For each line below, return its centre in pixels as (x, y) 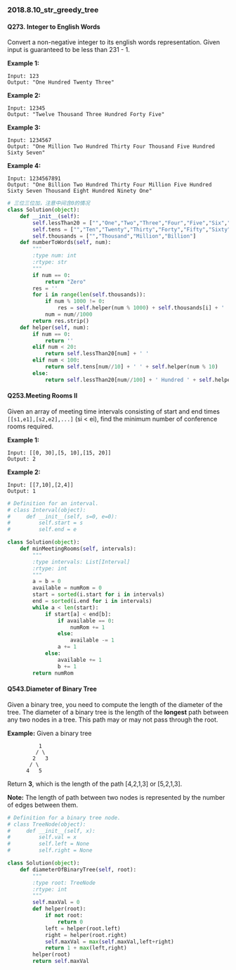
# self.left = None (48, 844)
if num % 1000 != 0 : (75, 301)
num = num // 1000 (68, 314)
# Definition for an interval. (53, 503)
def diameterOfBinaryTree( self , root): (78, 869)
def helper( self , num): (55, 327)
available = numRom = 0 (67, 588)
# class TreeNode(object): (47, 824)
